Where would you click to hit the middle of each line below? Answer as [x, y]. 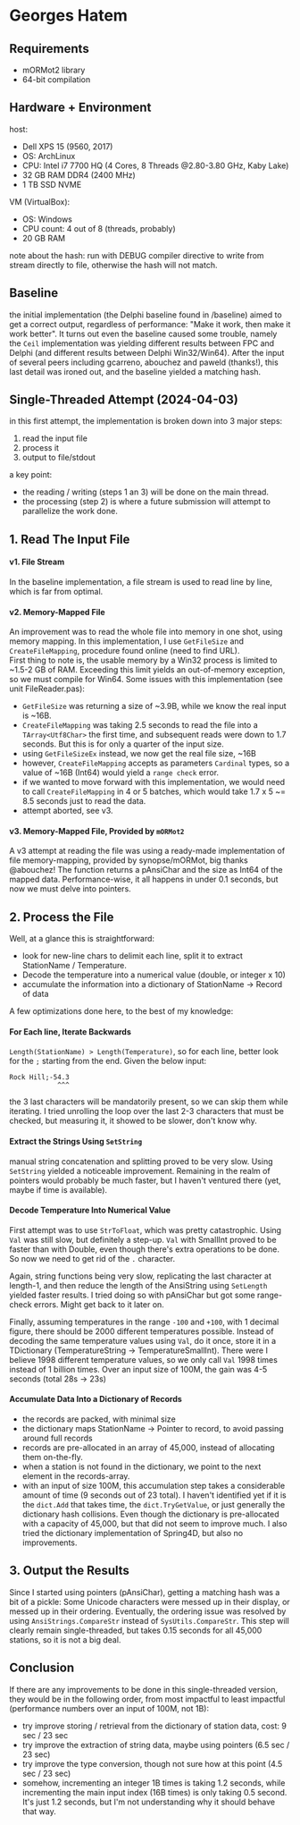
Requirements [49, 49]
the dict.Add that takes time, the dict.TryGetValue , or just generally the [154, 1505]
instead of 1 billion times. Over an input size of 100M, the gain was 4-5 [138, 1369]
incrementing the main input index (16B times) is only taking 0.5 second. [154, 1792]
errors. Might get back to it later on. [100, 1304]
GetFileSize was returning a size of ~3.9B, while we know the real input [154, 706]
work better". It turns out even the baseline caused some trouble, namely [143, 334]
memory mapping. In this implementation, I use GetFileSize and [126, 641]
